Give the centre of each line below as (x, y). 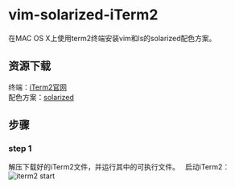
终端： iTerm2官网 (37, 87)
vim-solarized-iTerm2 (83, 15)
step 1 (20, 148)
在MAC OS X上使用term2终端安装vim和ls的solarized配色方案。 (112, 38)
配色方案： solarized (41, 97)
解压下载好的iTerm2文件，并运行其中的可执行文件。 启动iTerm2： (119, 167)
